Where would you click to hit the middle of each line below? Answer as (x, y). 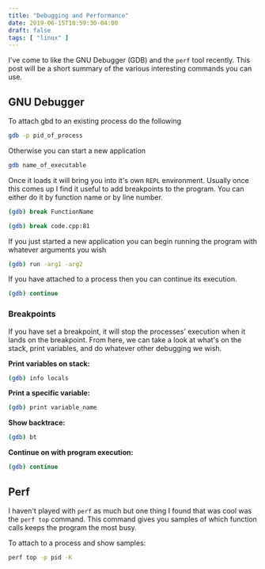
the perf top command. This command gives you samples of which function (132, 519)
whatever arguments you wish (57, 250)
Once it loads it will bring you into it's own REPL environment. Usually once (129, 180)
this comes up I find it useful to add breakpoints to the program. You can (126, 189)
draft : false (30, 30)
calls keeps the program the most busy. (72, 527)
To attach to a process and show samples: (77, 543)
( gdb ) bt (23, 437)
